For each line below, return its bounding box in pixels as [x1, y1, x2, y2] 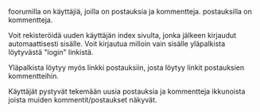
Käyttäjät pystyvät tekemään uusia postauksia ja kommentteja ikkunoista [8, 87, 246, 96]
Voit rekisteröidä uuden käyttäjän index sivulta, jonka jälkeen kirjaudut [8, 31, 237, 40]
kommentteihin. [8, 71, 60, 80]
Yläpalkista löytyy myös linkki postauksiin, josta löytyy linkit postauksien [8, 63, 245, 72]
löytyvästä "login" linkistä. [8, 48, 94, 56]
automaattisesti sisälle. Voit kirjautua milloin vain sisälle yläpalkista [8, 39, 226, 48]
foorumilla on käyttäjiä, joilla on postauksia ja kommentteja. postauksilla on [8, 7, 253, 16]
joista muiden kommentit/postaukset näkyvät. [8, 95, 157, 104]
